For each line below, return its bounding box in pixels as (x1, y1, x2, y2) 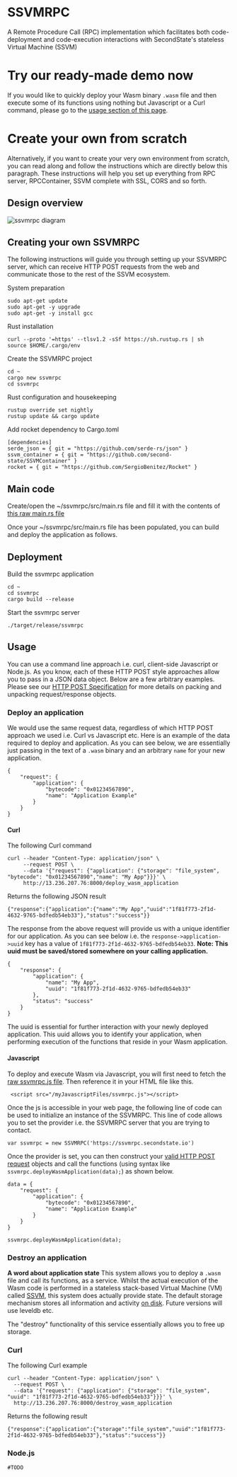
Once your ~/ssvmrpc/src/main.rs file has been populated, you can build (7, 523, 219, 531)
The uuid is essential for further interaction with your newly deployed (7, 1023, 209, 1031)
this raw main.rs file (7, 509, 65, 518)
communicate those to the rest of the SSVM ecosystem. (7, 270, 170, 279)
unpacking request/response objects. (7, 690, 117, 698)
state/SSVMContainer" (7, 458, 71, 465)
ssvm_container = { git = (7, 451, 83, 458)
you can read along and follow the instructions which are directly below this (7, 161, 228, 170)
